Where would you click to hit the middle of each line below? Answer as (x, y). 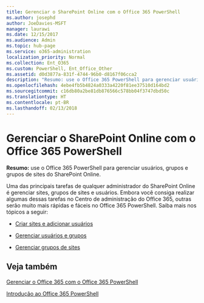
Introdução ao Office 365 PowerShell (53, 294)
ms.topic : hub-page (31, 46)
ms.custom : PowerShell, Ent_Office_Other (59, 68)
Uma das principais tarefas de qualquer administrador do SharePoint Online (101, 186)
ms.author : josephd (31, 18)
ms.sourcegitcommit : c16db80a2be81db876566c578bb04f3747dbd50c (88, 91)
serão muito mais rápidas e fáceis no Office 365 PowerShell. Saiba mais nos (101, 206)
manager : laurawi (28, 29)
